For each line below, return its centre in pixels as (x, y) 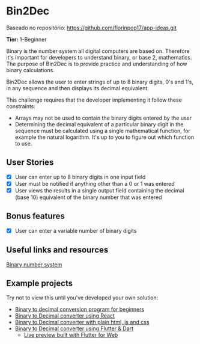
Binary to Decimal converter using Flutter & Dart (74, 328)
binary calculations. (31, 70)
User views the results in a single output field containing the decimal (99, 190)
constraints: (21, 106)
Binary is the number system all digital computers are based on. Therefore (98, 51)
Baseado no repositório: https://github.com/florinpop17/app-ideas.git (92, 28)
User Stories (30, 163)
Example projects (40, 284)
